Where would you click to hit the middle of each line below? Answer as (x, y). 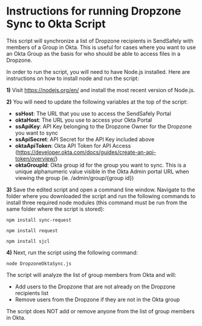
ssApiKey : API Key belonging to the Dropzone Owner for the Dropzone (103, 126)
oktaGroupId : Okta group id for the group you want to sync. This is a (100, 165)
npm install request (32, 231)
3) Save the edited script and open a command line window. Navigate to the (101, 190)
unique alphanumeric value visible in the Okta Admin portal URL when (102, 171)
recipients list (32, 293)
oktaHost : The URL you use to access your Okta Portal (83, 120)
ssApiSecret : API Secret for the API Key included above (85, 139)
